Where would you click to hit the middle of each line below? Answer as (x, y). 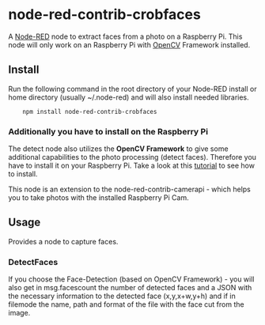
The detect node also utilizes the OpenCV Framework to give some (118, 149)
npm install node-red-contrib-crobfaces (90, 111)
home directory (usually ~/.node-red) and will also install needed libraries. (129, 97)
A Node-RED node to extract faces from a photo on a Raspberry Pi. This (125, 36)
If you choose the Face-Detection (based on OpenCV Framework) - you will (131, 279)
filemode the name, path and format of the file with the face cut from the (126, 304)
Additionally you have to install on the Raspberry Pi (108, 131)
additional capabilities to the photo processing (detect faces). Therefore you (132, 157)
